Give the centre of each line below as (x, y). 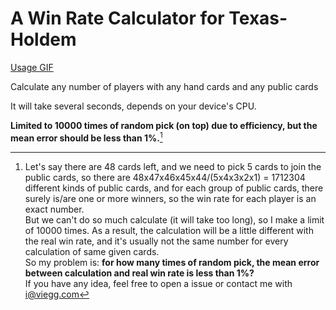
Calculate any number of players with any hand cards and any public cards (164, 86)
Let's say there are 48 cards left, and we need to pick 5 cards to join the (173, 166)
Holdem (43, 39)
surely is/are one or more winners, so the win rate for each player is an (170, 198)
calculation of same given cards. (92, 251)
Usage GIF (32, 67)
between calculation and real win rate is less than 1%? (139, 273)
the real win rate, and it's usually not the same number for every (156, 241)
